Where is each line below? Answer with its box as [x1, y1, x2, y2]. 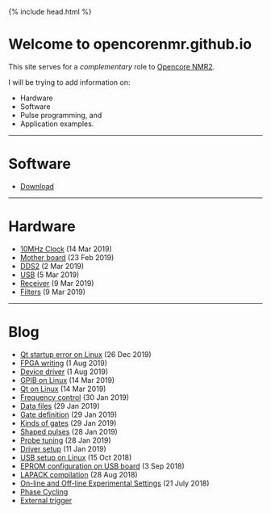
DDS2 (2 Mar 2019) [19, 261, 85, 271]
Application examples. [19, 119, 94, 128]
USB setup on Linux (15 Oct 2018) [19, 452, 132, 462]
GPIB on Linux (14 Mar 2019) [19, 375, 115, 385]
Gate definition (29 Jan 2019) [19, 410, 118, 419]
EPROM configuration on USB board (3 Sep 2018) [19, 460, 186, 471]
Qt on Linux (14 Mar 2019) [19, 384, 106, 393]
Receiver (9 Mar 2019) [19, 278, 94, 288]
